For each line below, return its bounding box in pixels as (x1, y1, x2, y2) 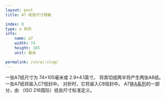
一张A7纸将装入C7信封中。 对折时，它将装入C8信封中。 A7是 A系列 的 (5, 81, 151, 87)
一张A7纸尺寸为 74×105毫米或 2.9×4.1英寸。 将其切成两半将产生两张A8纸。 (5, 74, 164, 80)
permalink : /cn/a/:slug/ (5, 60, 58, 65)
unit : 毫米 (14, 50, 36, 55)
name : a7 (14, 36, 33, 41)
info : (5, 31, 17, 36)
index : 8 (5, 22, 24, 27)
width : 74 (14, 41, 36, 46)
